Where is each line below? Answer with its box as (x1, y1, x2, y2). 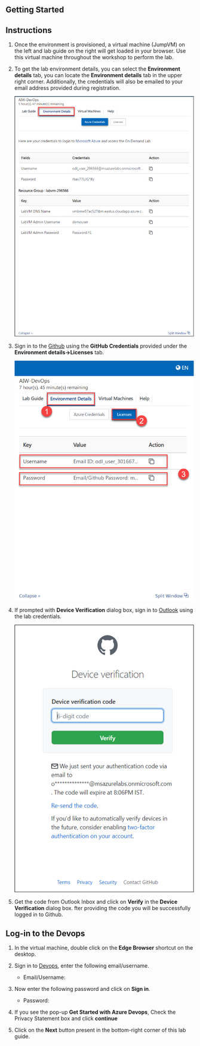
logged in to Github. (14, 911, 63, 918)
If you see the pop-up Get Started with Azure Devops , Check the (14, 1008, 176, 1016)
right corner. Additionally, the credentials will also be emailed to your (14, 78, 183, 86)
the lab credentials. (14, 613, 62, 620)
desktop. (14, 951, 36, 958)
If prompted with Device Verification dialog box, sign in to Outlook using (14, 607, 193, 614)
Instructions (5, 25, 52, 35)
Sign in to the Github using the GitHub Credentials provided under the (14, 342, 187, 349)
